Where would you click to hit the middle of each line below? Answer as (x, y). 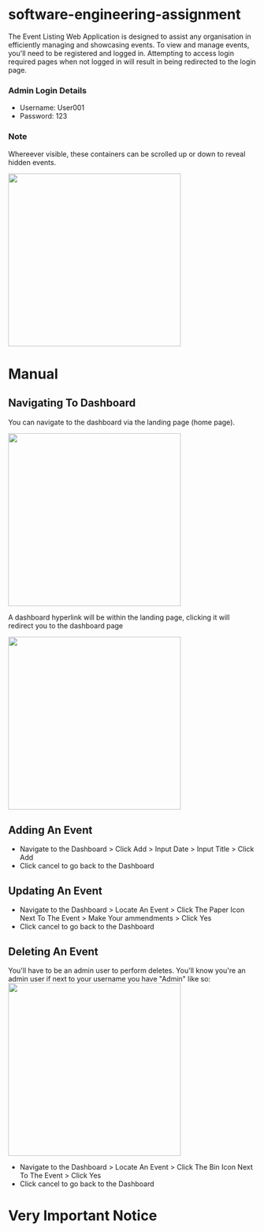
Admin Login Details (47, 90)
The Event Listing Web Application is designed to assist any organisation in (130, 36)
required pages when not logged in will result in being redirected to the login (132, 62)
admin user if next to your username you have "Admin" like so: (110, 978)
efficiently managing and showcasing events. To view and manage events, (129, 44)
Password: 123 (43, 116)
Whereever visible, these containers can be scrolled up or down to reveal (127, 154)
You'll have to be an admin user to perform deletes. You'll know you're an (127, 970)
